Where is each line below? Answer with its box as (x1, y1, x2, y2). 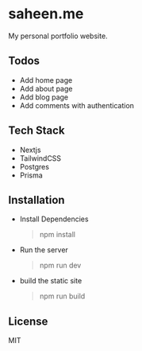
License (8, 314, 48, 328)
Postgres (19, 162, 50, 171)
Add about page (19, 84, 73, 93)
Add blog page (19, 92, 69, 102)
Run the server (19, 245, 69, 255)
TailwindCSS (19, 153, 62, 163)
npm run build (39, 291, 86, 301)
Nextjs (19, 145, 41, 154)
